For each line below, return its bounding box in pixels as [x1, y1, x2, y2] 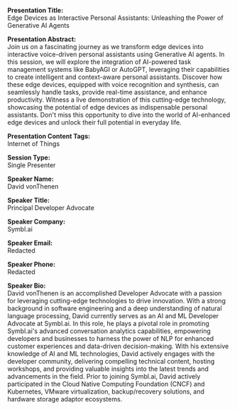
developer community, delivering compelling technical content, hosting [7, 357, 215, 365]
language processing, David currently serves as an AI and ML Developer [7, 312, 219, 320]
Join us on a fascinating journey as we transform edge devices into [7, 43, 204, 51]
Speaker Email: [7, 238, 53, 247]
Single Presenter [7, 161, 56, 169]
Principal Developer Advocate [7, 204, 94, 212]
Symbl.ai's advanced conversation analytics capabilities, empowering [7, 327, 211, 335]
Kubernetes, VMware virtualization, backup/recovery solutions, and [7, 387, 204, 396]
